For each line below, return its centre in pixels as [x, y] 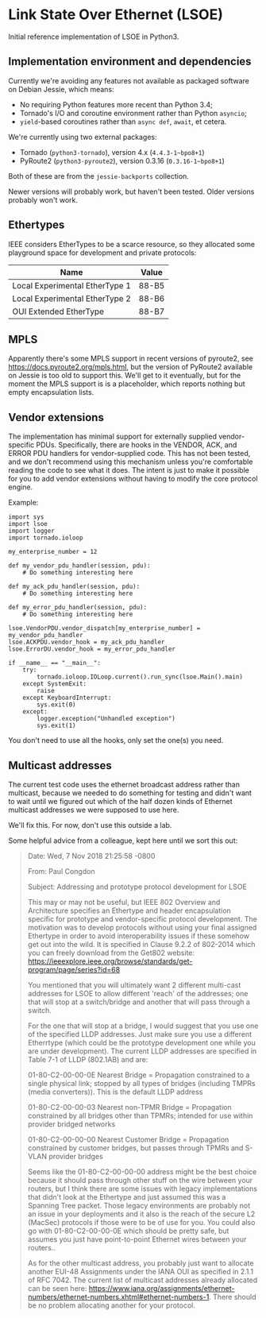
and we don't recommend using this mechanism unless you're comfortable [131, 462]
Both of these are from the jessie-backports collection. [98, 176]
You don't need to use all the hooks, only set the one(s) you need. [116, 740]
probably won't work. [43, 199]
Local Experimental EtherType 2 [71, 298]
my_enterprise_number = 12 [53, 552]
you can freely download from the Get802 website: [111, 953]
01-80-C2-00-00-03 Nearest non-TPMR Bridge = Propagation [129, 1107]
